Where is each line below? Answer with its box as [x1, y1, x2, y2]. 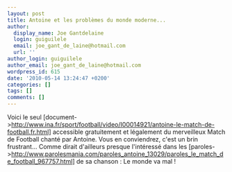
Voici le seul [7, 113, 42, 121]
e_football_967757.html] [7, 157, 75, 165]
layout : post [7, 10, 45, 17]
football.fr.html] [7, 128, 51, 136]
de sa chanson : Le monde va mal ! [76, 157, 176, 165]
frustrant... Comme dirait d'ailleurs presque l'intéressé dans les [7, 143, 188, 150]
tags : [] [7, 87, 33, 94]
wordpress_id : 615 [7, 68, 60, 75]
